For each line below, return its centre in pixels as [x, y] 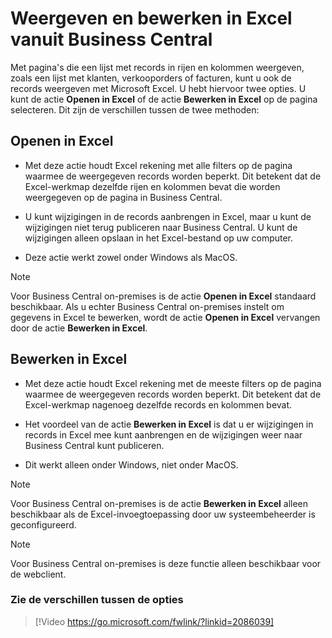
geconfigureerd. [43, 524]
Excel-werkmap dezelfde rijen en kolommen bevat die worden [152, 186]
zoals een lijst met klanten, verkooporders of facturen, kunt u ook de [151, 78]
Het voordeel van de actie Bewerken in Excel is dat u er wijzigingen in [169, 424]
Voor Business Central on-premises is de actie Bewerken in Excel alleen [159, 503]
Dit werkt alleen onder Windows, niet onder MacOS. [131, 464]
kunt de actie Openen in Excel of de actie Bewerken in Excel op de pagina [164, 99]
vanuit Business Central [111, 39]
